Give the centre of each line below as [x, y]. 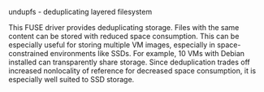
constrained [28, 53]
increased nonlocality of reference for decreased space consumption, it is [132, 71]
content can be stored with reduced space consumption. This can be [124, 36]
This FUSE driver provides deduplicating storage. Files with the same [124, 27]
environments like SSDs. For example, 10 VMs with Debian [147, 53]
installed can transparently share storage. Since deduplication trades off [129, 62]
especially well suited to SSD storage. [71, 79]
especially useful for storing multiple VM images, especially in [112, 45]
